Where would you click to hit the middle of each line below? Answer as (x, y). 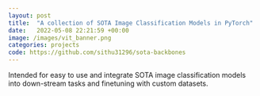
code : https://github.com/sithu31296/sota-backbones (97, 52)
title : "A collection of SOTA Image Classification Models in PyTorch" (131, 23)
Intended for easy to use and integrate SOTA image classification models (127, 75)
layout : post (30, 15)
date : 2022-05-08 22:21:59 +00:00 (69, 30)
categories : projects (44, 45)
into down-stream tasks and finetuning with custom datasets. (108, 83)
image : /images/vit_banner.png (60, 38)
